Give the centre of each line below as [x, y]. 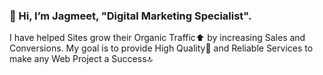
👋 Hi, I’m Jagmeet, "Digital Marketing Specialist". [130, 16]
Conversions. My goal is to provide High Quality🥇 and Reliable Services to [161, 48]
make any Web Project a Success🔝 [81, 59]
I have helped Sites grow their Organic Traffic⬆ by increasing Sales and [157, 38]
